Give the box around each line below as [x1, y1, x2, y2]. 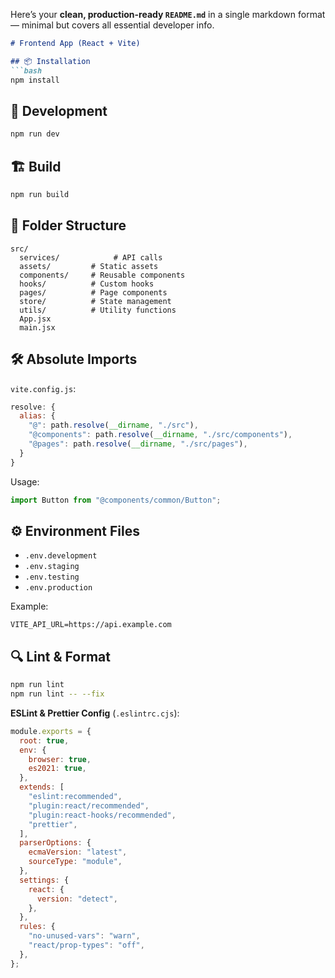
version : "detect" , [36, 894, 118, 904]
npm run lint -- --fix [10, 689, 105, 699]
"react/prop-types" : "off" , [28, 940, 145, 950]
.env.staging [24, 562, 80, 572]
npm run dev [10, 129, 60, 139]
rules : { [19, 922, 56, 932]
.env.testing [24, 572, 80, 583]
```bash [10, 65, 43, 76]
